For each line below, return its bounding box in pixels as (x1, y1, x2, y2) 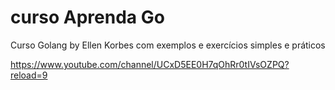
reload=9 (10, 69, 48, 81)
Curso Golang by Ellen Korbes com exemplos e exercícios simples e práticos (10, 39, 326, 51)
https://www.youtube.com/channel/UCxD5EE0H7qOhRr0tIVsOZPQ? (10, 58, 290, 70)
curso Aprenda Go (10, 6, 165, 29)
